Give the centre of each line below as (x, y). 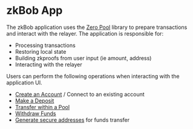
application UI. (24, 83)
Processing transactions (45, 45)
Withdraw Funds (35, 113)
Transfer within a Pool (42, 107)
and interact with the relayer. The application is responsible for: (85, 33)
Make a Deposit (34, 101)
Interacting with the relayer (49, 64)
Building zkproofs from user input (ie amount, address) (83, 58)
